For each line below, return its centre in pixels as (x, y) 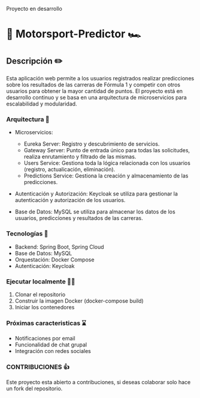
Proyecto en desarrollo (34, 9)
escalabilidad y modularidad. (42, 104)
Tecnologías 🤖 (27, 234)
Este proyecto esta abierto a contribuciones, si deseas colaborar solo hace (99, 382)
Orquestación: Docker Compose (54, 260)
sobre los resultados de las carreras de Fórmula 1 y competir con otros (93, 85)
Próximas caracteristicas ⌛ (46, 323)
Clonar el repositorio (40, 294)
